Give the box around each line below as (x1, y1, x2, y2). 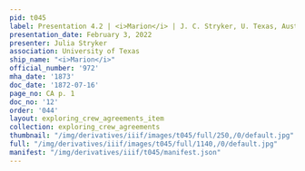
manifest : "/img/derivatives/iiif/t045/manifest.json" (9, 147, 221, 157)
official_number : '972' (9, 64, 100, 73)
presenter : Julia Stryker (9, 38, 107, 48)
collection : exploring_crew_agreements (9, 123, 161, 132)
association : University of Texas (9, 47, 141, 56)
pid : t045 (9, 13, 47, 23)
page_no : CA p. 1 (9, 89, 75, 98)
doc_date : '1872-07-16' (9, 81, 100, 90)
